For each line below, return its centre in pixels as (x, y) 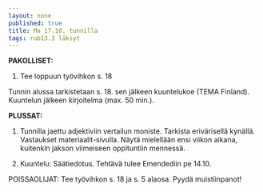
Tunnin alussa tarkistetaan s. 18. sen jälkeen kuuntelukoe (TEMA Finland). (129, 92)
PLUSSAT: (26, 116)
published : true (35, 23)
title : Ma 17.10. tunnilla (53, 30)
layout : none (30, 16)
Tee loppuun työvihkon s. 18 (66, 76)
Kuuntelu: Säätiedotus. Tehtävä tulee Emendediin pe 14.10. (116, 164)
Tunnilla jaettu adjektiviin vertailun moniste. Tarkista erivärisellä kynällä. (137, 131)
